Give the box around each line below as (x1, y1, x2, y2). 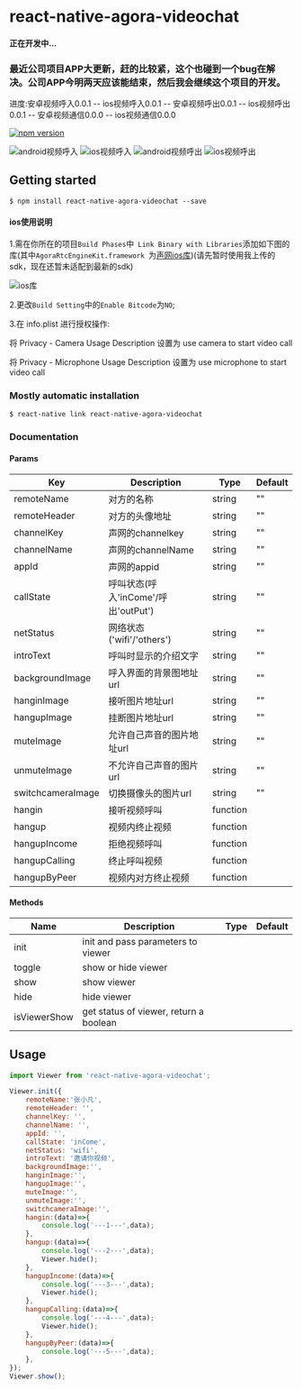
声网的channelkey (108, 526, 184, 539)
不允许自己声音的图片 (108, 759, 200, 772)
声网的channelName (108, 544, 195, 556)
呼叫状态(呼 (108, 577, 157, 589)
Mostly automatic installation (9, 389, 140, 402)
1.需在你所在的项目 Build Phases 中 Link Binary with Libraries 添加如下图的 (9, 239, 290, 250)
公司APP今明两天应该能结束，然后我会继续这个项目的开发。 (27, 76, 286, 88)
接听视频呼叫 (108, 804, 164, 817)
